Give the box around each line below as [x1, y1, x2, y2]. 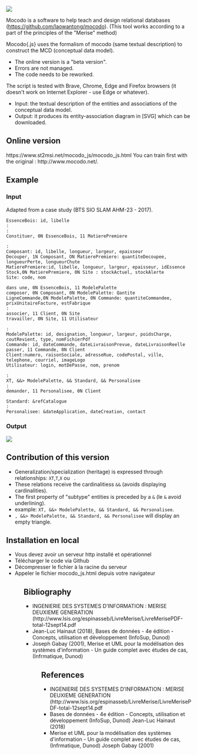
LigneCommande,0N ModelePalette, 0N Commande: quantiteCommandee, [6, 295, 172, 301]
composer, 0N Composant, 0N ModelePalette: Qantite [6, 290, 135, 296]
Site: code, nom [6, 274, 46, 280]
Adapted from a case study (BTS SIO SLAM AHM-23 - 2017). [6, 206, 153, 213]
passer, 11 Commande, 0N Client [6, 347, 85, 352]
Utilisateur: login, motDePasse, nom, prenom [6, 362, 119, 368]
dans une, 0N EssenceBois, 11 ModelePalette [6, 285, 117, 290]
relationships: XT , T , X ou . [14, 474, 76, 481]
